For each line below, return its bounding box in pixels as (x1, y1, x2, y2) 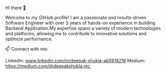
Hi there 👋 (5, 5, 26, 11)
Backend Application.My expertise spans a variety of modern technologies (5, 25, 161, 31)
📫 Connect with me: (5, 46, 48, 52)
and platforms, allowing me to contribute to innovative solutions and (5, 31, 147, 36)
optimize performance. (5, 36, 53, 42)
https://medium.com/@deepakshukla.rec (5, 63, 91, 69)
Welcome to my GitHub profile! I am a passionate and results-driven (5, 15, 147, 20)
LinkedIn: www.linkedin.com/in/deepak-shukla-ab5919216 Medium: (5, 58, 146, 63)
